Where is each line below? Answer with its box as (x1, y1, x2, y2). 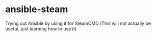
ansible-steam (5, 4, 68, 15)
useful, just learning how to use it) (5, 25, 77, 31)
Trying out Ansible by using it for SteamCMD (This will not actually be (5, 20, 151, 26)
